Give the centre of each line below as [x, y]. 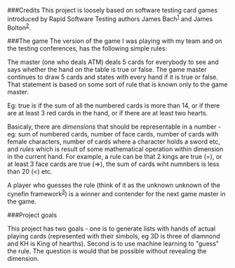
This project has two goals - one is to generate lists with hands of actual [112, 229]
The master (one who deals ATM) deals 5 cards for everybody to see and [113, 62]
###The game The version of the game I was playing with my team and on [115, 41]
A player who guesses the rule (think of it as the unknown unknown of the [114, 185]
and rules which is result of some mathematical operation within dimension [115, 149]
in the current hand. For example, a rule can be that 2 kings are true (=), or [115, 157]
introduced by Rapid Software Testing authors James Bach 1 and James [110, 18]
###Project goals [32, 215]
